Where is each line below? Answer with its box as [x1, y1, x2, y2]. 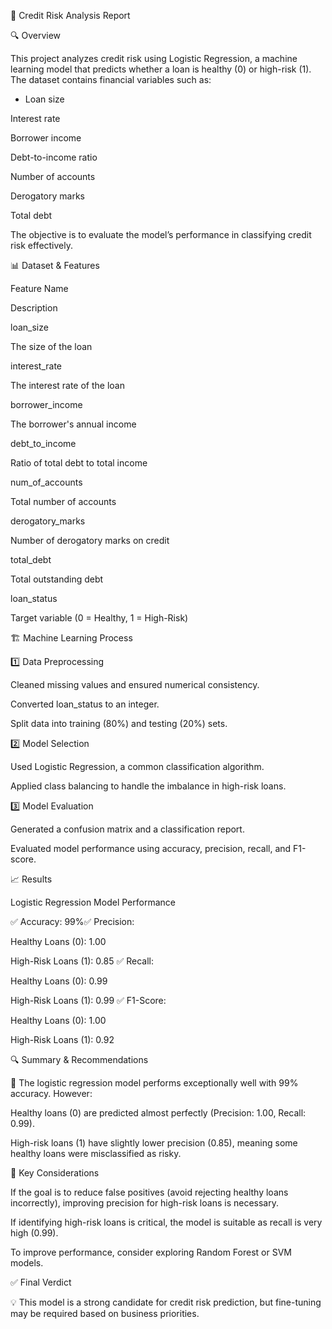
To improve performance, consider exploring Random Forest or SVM [10, 1246, 292, 1258]
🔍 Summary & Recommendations [10, 1054, 149, 1065]
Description [10, 302, 58, 314]
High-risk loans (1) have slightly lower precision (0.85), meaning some [10, 1137, 298, 1149]
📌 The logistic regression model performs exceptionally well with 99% [10, 1077, 299, 1089]
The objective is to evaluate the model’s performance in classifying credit [10, 229, 312, 240]
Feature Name [10, 283, 69, 294]
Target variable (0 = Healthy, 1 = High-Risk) [10, 612, 189, 624]
